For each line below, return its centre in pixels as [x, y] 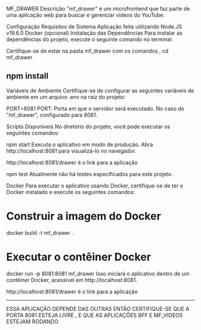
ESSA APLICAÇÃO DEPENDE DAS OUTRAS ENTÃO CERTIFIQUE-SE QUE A [98, 308]
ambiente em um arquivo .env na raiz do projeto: [66, 97]
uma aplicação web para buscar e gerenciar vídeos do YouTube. [86, 15]
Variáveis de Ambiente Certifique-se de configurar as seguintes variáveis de [100, 90]
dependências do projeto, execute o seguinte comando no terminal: [90, 39]
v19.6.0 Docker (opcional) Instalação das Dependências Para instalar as [94, 33]
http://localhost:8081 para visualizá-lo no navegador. [71, 151]
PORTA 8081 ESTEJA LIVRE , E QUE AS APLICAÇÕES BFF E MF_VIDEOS [95, 315]
